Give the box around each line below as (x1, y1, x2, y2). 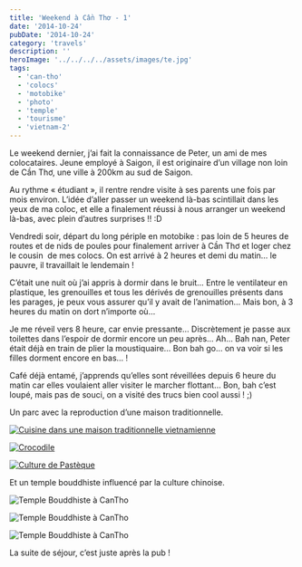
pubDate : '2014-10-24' (9, 30, 95, 39)
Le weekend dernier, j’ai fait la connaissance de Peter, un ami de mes (9, 148, 268, 159)
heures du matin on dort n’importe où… (9, 306, 156, 317)
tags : (9, 64, 30, 73)
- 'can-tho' (17, 72, 63, 82)
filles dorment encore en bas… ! (9, 352, 129, 363)
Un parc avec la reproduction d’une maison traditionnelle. (9, 407, 224, 418)
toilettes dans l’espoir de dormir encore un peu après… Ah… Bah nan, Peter (9, 333, 290, 344)
